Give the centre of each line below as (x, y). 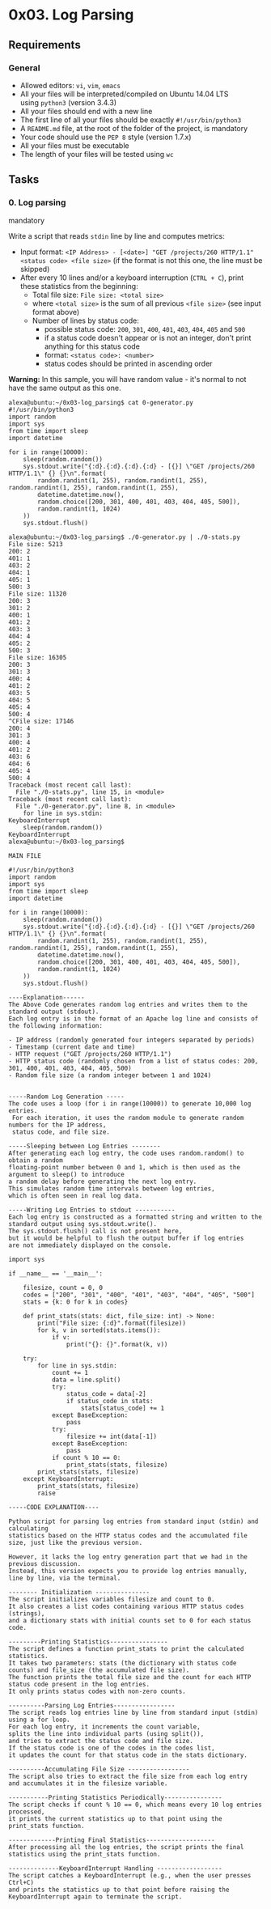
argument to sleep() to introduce (67, 1174)
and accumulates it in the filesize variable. (88, 1783)
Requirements (44, 45)
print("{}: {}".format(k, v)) (117, 1344)
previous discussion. (45, 1563)
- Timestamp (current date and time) (72, 1047)
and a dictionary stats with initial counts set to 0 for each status (130, 1620)
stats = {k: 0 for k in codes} (76, 1302)
